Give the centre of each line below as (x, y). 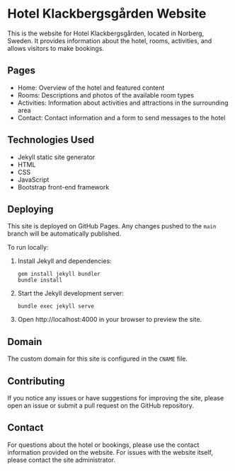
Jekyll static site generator (56, 157)
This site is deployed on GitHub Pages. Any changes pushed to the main (112, 226)
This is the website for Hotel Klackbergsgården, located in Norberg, (105, 33)
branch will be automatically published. (64, 234)
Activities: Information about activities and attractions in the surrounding (123, 103)
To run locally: (28, 248)
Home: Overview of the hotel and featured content (91, 88)
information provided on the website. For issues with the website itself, (110, 452)
